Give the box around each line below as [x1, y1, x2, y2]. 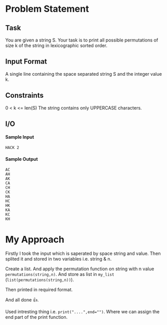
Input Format [5, 57, 47, 66]
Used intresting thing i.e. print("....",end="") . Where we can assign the [5, 309, 160, 315]
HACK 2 [5, 145, 19, 150]
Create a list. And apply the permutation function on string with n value [5, 266, 154, 272]
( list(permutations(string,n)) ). [5, 277, 74, 283]
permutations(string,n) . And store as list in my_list [5, 271, 114, 277]
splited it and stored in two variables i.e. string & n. [5, 256, 112, 262]
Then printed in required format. [5, 287, 73, 293]
